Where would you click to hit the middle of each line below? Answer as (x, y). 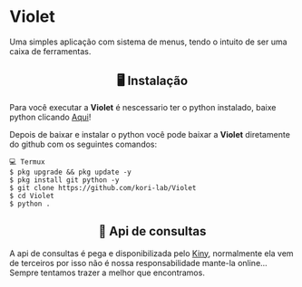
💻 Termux (27, 162)
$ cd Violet (32, 196)
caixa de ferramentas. (50, 51)
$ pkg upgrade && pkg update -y (70, 172)
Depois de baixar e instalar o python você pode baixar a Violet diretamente (150, 134)
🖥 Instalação (152, 81)
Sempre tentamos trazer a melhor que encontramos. (107, 273)
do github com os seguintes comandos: (83, 144)
